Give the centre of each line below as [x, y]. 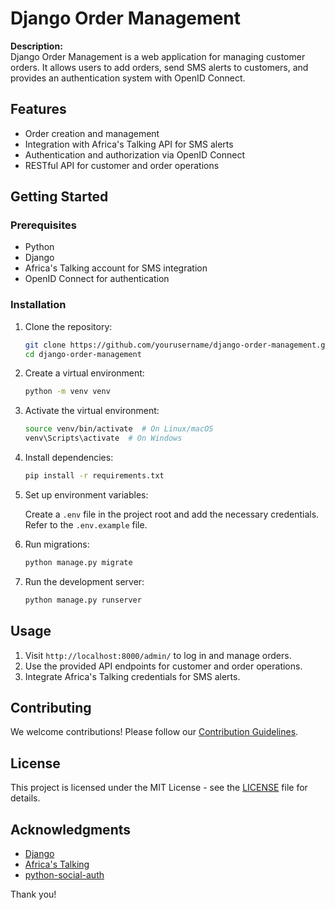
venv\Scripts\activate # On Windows [103, 438]
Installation [38, 305]
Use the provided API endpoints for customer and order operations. [163, 666]
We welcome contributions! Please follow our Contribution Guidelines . [154, 732]
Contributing [51, 707]
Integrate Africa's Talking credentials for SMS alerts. [132, 676]
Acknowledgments [71, 829]
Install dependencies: [69, 458]
